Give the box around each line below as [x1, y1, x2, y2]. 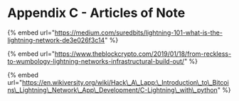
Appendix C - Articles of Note [7, 5, 186, 21]
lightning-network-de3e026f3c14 [7, 35, 105, 44]
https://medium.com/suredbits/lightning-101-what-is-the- [54, 28, 223, 37]
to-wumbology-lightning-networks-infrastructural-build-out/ [7, 57, 185, 65]
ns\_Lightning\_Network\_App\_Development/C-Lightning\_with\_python [7, 85, 218, 94]
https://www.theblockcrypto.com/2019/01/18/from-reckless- [54, 49, 232, 58]
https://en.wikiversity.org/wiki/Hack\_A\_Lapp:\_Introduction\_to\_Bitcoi [21, 78, 229, 86]
